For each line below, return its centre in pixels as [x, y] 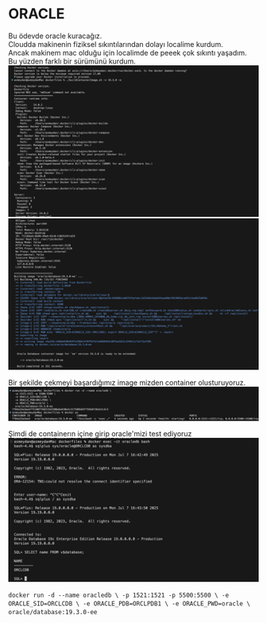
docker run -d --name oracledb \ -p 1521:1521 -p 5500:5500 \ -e [118, 595]
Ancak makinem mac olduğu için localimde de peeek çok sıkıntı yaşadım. [128, 52]
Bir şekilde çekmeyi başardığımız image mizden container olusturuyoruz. [127, 383]
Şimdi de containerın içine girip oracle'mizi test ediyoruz [100, 434]
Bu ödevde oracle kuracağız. [55, 36]
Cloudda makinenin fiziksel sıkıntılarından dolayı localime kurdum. [116, 44]
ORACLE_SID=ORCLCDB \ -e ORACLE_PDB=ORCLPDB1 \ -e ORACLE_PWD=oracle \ [129, 604]
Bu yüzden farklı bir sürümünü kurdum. [72, 61]
